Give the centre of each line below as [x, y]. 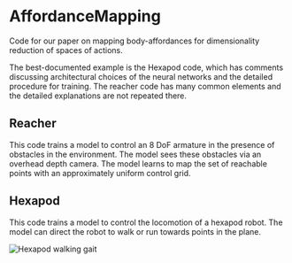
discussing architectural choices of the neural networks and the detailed [141, 76]
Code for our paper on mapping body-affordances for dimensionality [134, 41]
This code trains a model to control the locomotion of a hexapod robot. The [146, 222]
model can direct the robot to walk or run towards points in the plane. [135, 231]
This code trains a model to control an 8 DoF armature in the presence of [142, 144]
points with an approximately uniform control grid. [100, 173]
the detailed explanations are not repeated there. [98, 96]
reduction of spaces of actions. [66, 50]
